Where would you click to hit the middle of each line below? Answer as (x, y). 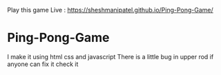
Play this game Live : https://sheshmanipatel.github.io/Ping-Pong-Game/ (110, 10)
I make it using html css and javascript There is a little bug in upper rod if (110, 56)
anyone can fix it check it (43, 64)
